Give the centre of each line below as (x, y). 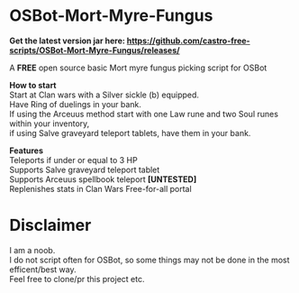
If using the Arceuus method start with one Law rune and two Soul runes (144, 114)
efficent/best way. (43, 269)
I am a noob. (32, 250)
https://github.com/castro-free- (188, 41)
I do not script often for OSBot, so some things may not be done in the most (149, 260)
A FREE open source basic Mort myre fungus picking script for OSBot (138, 68)
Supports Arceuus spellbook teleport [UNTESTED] (103, 179)
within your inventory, (50, 124)
